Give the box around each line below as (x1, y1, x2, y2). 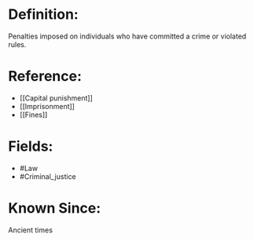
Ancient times (8, 225, 53, 235)
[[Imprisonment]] (19, 101, 75, 111)
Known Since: (8, 199, 101, 217)
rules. (8, 39, 27, 49)
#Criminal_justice (19, 171, 76, 181)
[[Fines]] (19, 110, 48, 119)
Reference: (8, 68, 83, 86)
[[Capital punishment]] (19, 93, 93, 103)
